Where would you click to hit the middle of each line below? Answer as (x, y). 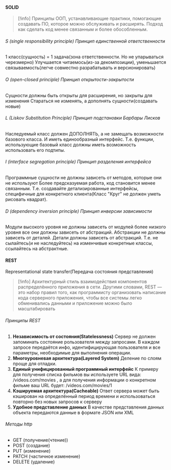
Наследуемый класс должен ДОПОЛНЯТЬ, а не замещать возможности (84, 133)
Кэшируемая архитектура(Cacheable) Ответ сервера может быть (86, 391)
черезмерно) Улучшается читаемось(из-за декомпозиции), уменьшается (86, 62)
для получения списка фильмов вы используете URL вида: (77, 374)
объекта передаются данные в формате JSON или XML (73, 412)
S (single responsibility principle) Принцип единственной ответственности (85, 41)
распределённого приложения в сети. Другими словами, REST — (90, 287)
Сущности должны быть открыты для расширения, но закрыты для (79, 95)
